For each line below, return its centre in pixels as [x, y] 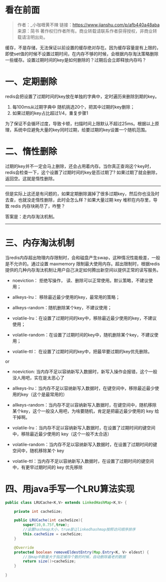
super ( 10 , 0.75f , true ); [46, 525]
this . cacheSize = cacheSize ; [53, 534]
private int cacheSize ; [39, 511]
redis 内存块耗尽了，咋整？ [38, 206]
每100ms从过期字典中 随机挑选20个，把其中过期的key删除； [73, 107]
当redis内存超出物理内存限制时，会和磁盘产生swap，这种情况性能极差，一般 [83, 257]
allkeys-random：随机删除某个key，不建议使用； [62, 307]
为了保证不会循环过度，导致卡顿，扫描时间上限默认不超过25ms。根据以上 [80, 124]
